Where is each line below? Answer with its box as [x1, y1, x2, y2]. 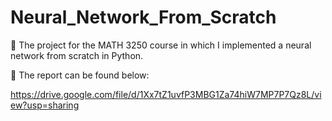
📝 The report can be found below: [10, 69, 150, 81]
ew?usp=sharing [10, 99, 80, 111]
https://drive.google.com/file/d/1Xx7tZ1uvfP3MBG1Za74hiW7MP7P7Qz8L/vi [10, 88, 322, 100]
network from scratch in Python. [10, 49, 144, 61]
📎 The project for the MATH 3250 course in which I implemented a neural [10, 39, 312, 51]
